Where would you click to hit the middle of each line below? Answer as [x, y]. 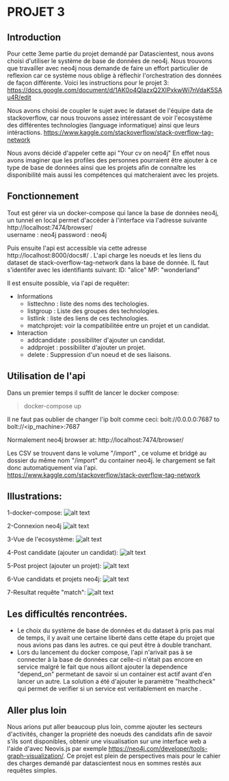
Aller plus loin [37, 710]
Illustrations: [35, 496]
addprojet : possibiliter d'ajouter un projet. [86, 347]
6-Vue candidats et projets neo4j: [54, 579]
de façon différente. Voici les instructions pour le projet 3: [88, 83]
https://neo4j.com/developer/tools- [158, 749]
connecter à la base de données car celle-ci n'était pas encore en [110, 660]
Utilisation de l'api [46, 376]
